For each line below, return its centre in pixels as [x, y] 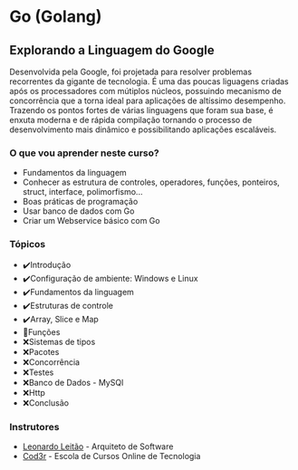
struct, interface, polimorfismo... [82, 192]
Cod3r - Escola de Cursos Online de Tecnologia [111, 456]
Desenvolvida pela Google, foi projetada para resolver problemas [130, 72]
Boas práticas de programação [80, 202]
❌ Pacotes [41, 351]
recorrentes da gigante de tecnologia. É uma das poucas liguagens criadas [149, 82]
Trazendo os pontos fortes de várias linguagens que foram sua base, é [141, 110]
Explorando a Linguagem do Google [112, 50]
